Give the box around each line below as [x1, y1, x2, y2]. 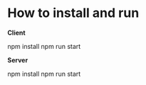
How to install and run [7, 5, 140, 21]
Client [7, 28, 26, 37]
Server [7, 55, 28, 64]
